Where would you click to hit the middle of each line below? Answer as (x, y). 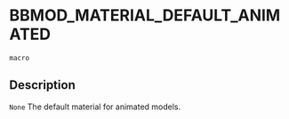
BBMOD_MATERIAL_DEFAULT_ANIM (145, 16)
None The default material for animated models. (95, 107)
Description (42, 85)
